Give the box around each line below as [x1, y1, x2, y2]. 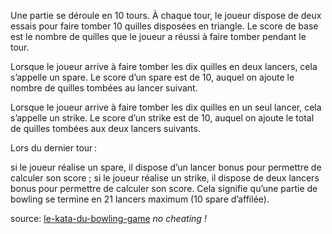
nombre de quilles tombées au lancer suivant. [10, 82, 198, 94]
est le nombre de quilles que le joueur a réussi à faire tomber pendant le [10, 31, 307, 42]
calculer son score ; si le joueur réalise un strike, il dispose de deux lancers [10, 172, 320, 184]
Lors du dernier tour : [10, 142, 97, 154]
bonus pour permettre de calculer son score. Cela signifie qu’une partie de [10, 183, 318, 194]
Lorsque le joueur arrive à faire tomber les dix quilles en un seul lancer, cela [10, 101, 322, 113]
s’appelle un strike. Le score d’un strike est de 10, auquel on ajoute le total [10, 112, 315, 124]
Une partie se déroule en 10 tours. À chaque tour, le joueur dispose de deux [10, 10, 322, 21]
